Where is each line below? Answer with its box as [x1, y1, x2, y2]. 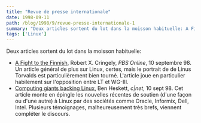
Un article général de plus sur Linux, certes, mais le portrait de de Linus [14, 65, 191, 73]
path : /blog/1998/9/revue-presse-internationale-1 [6, 20, 135, 26]
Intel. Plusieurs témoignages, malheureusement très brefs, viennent [14, 104, 182, 111]
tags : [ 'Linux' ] [6, 31, 47, 37]
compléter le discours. [14, 110, 71, 118]
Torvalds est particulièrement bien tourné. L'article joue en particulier [14, 72, 185, 79]
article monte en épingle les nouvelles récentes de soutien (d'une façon [14, 91, 192, 98]
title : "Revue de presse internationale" [6, 8, 111, 15]
